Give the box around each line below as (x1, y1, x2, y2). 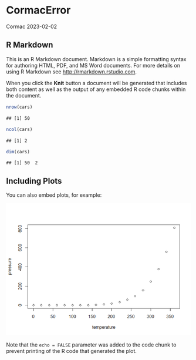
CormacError (6, 4, 71, 17)
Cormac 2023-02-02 (6, 23, 58, 30)
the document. (6, 92, 42, 99)
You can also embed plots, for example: (6, 191, 102, 198)
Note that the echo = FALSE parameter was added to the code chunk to (6, 341, 177, 348)
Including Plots (6, 176, 62, 186)
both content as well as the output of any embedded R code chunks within (6, 86, 186, 93)
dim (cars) (6, 149, 31, 154)
